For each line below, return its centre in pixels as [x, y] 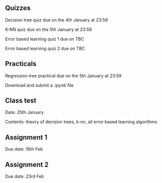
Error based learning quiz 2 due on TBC [45, 48]
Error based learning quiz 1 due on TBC [45, 39]
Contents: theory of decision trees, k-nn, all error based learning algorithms [81, 122]
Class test [21, 101]
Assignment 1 [26, 137]
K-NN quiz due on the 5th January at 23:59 [48, 29]
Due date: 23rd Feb [24, 177]
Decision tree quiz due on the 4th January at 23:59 [57, 20]
